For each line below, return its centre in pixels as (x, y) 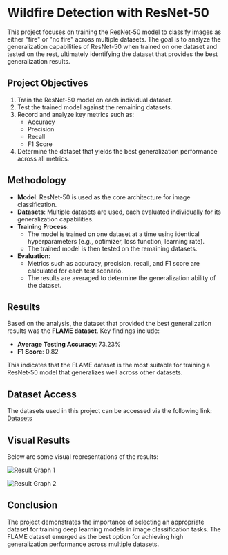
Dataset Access (42, 394)
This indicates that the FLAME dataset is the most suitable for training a (109, 365)
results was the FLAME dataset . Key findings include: (84, 331)
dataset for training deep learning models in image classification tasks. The (114, 529)
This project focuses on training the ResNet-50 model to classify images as (114, 32)
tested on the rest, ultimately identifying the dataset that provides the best (113, 54)
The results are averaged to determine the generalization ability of (122, 277)
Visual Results (39, 440)
